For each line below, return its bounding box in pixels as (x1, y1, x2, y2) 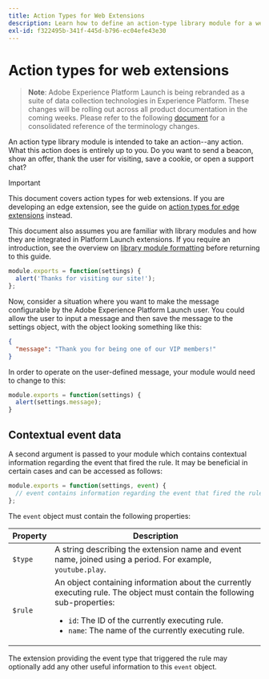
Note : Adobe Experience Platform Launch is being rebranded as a (27, 87, 246, 97)
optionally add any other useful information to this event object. (8, 661, 218, 671)
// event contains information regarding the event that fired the (15, 489, 246, 497)
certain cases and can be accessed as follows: (8, 466, 163, 476)
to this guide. (8, 251, 52, 261)
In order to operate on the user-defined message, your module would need (8, 367, 255, 376)
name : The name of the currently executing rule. (67, 625, 245, 636)
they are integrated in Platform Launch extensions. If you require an (8, 235, 231, 244)
